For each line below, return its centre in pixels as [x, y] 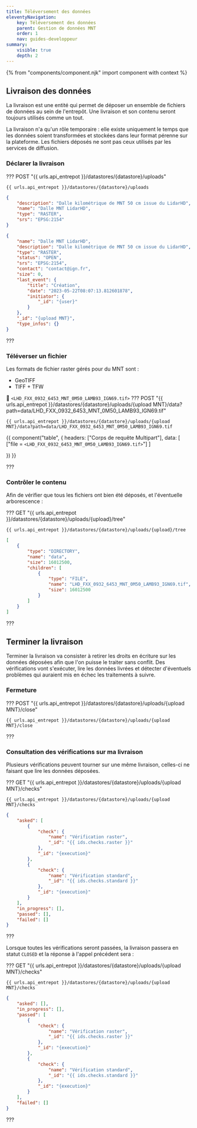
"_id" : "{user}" [58, 302]
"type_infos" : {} [38, 324]
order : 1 [27, 34]
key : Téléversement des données [56, 22]
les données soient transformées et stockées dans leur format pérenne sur [97, 136]
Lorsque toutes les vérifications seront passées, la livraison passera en [92, 948]
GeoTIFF [25, 381]
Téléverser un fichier [37, 356]
